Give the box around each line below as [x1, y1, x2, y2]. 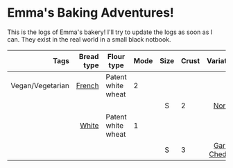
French [76, 81, 99, 90]
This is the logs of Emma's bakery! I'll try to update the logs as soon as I [7, 28, 213, 36]
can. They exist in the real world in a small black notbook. [7, 35, 171, 43]
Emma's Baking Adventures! [7, 5, 175, 21]
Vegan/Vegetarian [10, 81, 70, 90]
